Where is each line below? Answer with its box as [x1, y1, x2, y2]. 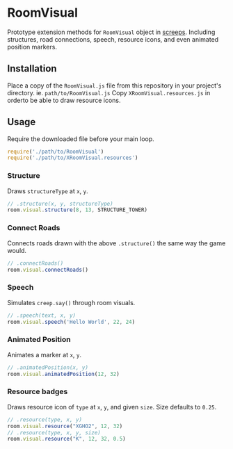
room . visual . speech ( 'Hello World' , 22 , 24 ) [7, 318, 136, 325]
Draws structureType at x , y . [7, 186, 88, 195]
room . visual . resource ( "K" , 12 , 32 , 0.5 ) [7, 436, 127, 443]
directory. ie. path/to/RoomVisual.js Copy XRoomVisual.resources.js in [7, 88, 211, 97]
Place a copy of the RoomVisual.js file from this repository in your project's [7, 81, 222, 90]
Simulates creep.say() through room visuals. [7, 298, 136, 307]
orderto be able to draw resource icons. [7, 96, 121, 104]
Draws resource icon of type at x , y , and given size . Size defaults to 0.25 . [7, 402, 217, 411]
